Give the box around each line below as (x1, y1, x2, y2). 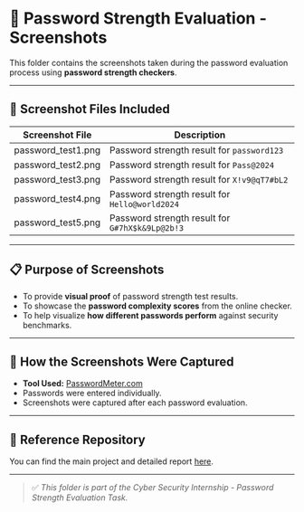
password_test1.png (14, 144, 101, 156)
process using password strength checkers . (9, 67, 178, 78)
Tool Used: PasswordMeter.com (22, 378, 143, 389)
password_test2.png (14, 158, 101, 171)
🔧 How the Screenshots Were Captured (9, 354, 234, 369)
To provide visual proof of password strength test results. (22, 290, 239, 301)
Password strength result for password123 (109, 144, 284, 156)
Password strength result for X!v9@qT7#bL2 (109, 173, 289, 185)
